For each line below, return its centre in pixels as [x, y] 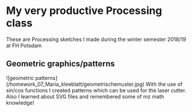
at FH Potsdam [24, 45]
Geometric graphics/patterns [61, 64]
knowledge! [20, 103]
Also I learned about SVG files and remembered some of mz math [85, 96]
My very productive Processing [84, 11]
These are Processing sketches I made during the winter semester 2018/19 [96, 39]
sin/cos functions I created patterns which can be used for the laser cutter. [96, 90]
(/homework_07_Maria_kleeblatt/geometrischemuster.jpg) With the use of [94, 84]
